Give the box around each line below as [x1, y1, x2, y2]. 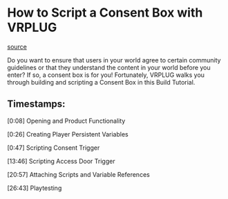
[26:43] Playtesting [7, 184, 62, 192]
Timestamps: [7, 98, 66, 110]
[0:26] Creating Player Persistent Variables [7, 130, 129, 138]
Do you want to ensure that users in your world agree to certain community [7, 55, 221, 64]
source [7, 42, 28, 51]
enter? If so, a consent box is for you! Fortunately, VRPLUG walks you [7, 71, 205, 79]
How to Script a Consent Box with [7, 5, 203, 21]
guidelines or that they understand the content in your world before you [7, 63, 211, 71]
